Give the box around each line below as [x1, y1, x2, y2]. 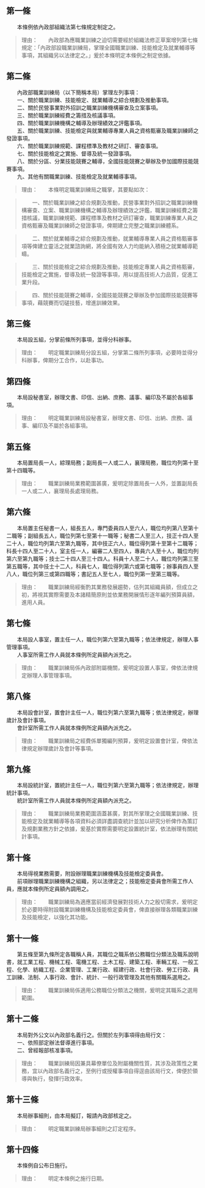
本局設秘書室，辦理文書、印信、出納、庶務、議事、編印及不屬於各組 [16, 394, 188, 401]
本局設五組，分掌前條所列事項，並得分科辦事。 [16, 336, 135, 343]
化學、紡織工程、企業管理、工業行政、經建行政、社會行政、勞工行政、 [16, 966, 193, 973]
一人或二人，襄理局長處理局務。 [21, 487, 102, 495]
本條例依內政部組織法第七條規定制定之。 [16, 23, 119, 31]
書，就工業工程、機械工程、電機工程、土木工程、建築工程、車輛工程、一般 [6, 958, 193, 965]
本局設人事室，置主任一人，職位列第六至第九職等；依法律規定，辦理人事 [16, 635, 199, 643]
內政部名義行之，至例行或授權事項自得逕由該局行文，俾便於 [42, 1067, 193, 1074]
